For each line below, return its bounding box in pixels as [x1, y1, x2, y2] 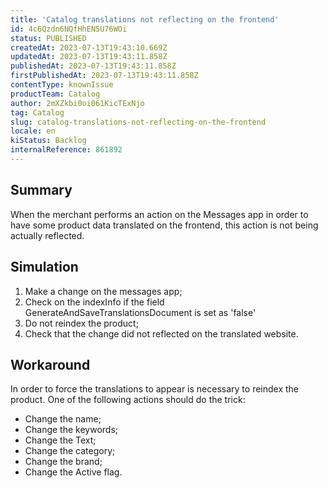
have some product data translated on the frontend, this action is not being [10, 219, 319, 231]
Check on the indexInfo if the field [24, 296, 165, 308]
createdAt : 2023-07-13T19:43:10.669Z [10, 42, 168, 53]
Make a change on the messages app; [24, 285, 183, 297]
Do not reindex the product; [24, 317, 139, 329]
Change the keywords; [24, 424, 119, 436]
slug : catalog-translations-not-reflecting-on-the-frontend [10, 117, 267, 127]
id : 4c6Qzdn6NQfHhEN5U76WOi [10, 24, 128, 34]
